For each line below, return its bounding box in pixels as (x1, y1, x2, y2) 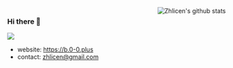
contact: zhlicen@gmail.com (17, 53, 99, 61)
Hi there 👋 (7, 17, 42, 26)
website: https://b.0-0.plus (17, 45, 94, 54)
